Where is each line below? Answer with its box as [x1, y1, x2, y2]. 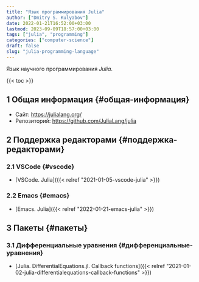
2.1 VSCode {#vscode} [6, 162, 75, 171]
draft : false [6, 43, 40, 49]
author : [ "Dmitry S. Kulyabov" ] [6, 15, 88, 21]
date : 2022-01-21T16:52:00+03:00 [6, 20, 91, 26]
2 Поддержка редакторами [6, 134, 117, 145]
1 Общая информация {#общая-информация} [6, 95, 190, 105]
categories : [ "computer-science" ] [6, 37, 94, 43]
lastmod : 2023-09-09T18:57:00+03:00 [6, 26, 99, 32]
